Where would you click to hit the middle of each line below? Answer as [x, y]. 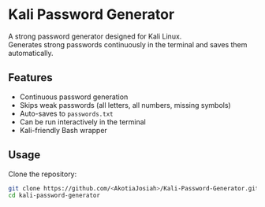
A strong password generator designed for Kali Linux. [95, 36]
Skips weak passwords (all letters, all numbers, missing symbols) [125, 105]
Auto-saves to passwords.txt [66, 113]
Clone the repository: [43, 174]
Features [30, 78]
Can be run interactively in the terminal [82, 122]
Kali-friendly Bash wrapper [63, 130]
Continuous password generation [74, 97]
